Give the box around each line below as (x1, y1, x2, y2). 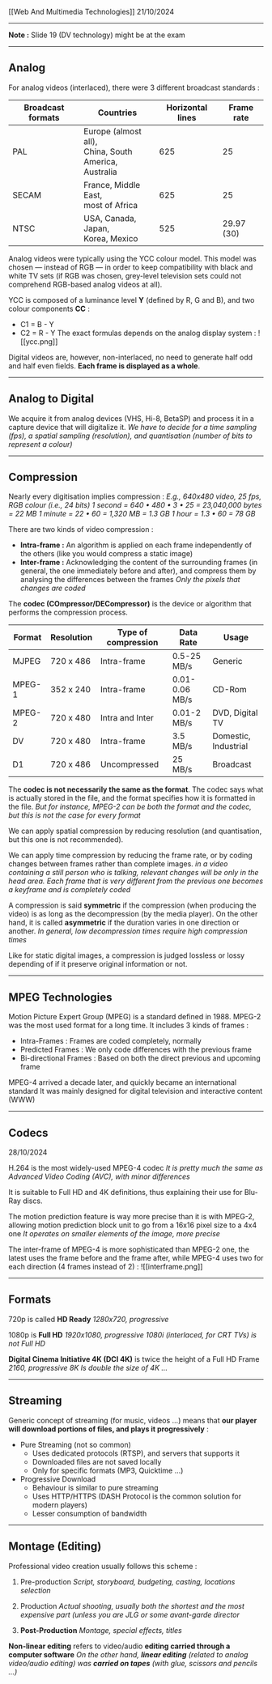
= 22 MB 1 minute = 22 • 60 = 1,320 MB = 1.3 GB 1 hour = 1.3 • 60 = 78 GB (8, 509, 256, 519)
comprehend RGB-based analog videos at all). (8, 279, 163, 289)
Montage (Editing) (8, 1540, 102, 1554)
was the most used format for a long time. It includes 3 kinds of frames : (8, 1020, 249, 1031)
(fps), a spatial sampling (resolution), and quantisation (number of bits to (8, 431, 253, 440)
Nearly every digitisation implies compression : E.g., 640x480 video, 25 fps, (8, 491, 261, 501)
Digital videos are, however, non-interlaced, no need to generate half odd (8, 352, 253, 362)
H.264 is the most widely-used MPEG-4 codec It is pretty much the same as (8, 1163, 263, 1173)
